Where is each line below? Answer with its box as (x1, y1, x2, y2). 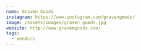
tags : (6, 30, 19, 36)
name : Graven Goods (6, 8, 54, 15)
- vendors (11, 36, 35, 42)
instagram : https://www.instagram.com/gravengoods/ (6, 14, 135, 20)
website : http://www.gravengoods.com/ (6, 25, 101, 31)
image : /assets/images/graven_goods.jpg (6, 19, 107, 25)
